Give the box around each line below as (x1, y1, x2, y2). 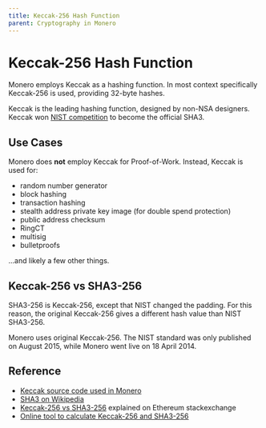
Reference (8, 365, 62, 378)
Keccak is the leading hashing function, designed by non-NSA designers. (8, 104, 250, 114)
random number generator (19, 181, 108, 190)
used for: (8, 166, 38, 175)
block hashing (19, 190, 66, 199)
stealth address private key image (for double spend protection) (19, 206, 231, 216)
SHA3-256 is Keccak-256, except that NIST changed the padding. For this (8, 301, 252, 310)
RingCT (19, 223, 46, 233)
